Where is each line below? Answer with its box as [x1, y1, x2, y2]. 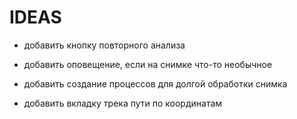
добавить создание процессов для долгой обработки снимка [23, 77, 288, 90]
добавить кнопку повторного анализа [23, 39, 186, 51]
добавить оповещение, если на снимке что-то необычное [23, 58, 273, 70]
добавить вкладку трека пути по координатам [23, 97, 223, 109]
